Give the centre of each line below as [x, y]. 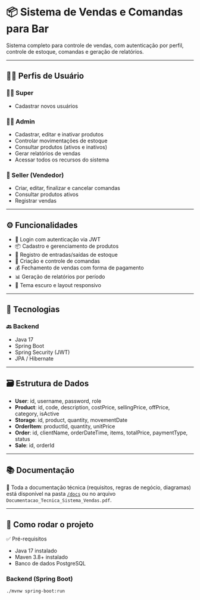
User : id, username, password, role [58, 401]
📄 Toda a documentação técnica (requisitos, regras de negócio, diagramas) [99, 487]
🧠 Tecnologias [33, 310]
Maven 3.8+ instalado [41, 557]
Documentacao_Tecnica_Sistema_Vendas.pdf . [59, 500]
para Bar [28, 29]
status [22, 439]
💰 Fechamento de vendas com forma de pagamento [79, 268]
